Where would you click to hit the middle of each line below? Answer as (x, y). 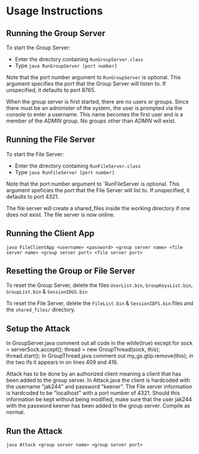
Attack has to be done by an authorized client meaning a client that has (94, 374)
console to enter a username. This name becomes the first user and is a (95, 114)
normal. (16, 412)
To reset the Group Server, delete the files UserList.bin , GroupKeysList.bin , (99, 285)
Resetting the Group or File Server (71, 271)
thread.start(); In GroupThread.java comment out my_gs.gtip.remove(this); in (100, 356)
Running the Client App (50, 233)
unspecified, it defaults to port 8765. (51, 90)
